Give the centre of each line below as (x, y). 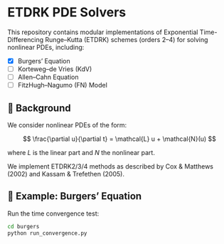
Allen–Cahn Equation (48, 77)
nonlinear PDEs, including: (46, 47)
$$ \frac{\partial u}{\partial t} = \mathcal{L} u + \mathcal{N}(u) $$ (119, 139)
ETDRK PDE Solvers (67, 12)
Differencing (26, 39)
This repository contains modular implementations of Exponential (103, 32)
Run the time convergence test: (53, 213)
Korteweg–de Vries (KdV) (55, 69)
